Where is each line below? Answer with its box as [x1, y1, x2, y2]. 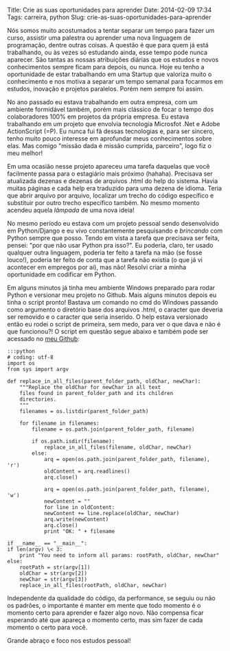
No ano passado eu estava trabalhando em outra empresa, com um [7, 98, 198, 106]
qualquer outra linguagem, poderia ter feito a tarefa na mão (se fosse [7, 248, 203, 257]
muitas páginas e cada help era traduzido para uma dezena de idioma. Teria [7, 185, 222, 192]
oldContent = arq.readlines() [43, 468, 130, 475]
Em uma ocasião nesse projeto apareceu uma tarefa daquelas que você [7, 163, 210, 170]
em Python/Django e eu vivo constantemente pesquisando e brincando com [7, 226, 223, 235]
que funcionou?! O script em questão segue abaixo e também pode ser [7, 327, 209, 335]
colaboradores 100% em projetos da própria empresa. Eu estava [7, 113, 189, 121]
